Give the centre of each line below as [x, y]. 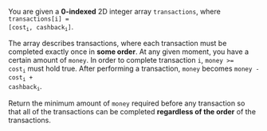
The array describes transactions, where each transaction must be [118, 44]
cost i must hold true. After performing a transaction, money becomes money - [134, 69]
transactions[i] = [39, 19]
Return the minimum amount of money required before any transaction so [127, 103]
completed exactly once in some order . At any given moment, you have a [129, 52]
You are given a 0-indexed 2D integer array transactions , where [114, 12]
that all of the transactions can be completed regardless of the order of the [132, 111]
